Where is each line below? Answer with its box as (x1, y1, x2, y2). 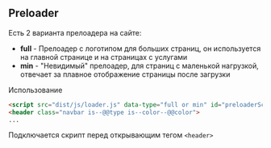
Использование (8, 85, 63, 95)
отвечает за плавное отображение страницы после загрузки (19, 69, 231, 79)
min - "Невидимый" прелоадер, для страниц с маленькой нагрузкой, (19, 61, 260, 70)
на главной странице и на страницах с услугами (19, 52, 188, 61)
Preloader (8, 6, 59, 20)
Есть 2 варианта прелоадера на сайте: (8, 27, 142, 37)
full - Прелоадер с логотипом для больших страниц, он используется (19, 44, 261, 53)
